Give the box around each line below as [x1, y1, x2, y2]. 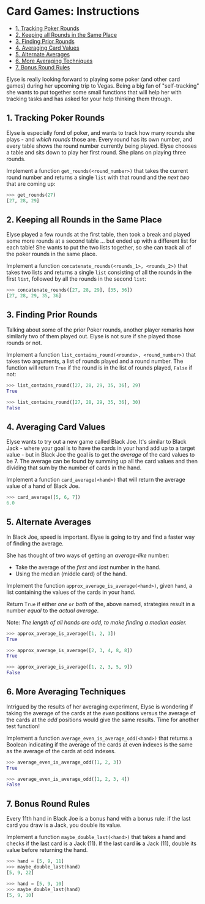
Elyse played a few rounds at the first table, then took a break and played [6, 231, 191, 238]
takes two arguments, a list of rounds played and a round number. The [6, 357, 184, 365]
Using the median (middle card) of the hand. [15, 570, 127, 577]
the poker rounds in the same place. [6, 250, 97, 258]
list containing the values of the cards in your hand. [6, 588, 136, 596]
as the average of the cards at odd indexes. [6, 747, 116, 754]
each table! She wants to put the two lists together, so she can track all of [6, 244, 192, 251]
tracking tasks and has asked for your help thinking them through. [6, 95, 173, 102]
